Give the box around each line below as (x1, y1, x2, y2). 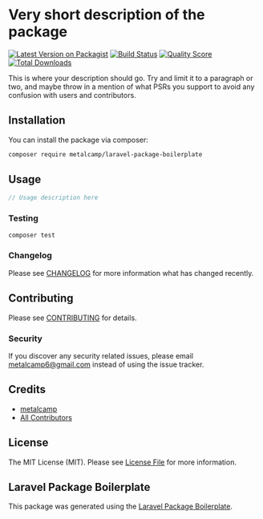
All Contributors (19, 412, 72, 422)
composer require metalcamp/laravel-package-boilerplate (8, 150, 203, 158)
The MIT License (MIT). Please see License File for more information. (8, 457, 237, 467)
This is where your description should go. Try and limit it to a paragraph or (8, 73, 254, 83)
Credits (8, 383, 47, 396)
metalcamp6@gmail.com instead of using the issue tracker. (8, 359, 204, 369)
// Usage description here (8, 194, 99, 202)
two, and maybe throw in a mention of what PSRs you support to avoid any (8, 82, 255, 91)
